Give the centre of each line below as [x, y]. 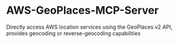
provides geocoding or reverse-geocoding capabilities [73, 33]
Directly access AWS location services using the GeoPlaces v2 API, [89, 27]
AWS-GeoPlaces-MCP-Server [82, 10]
